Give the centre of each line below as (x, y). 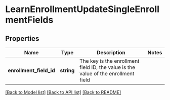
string (67, 70)
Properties (22, 38)
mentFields (29, 20)
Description (111, 53)
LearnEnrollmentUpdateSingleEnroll (82, 9)
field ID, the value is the (107, 67)
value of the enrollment (107, 74)
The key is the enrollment (109, 61)
